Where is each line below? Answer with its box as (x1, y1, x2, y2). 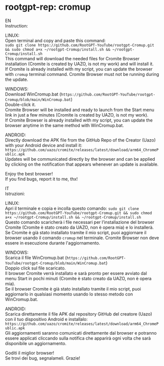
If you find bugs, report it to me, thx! (5, 176, 78, 182)
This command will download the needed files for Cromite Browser (5, 55, 140, 61)
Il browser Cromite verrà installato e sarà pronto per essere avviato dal (5, 270, 147, 276)
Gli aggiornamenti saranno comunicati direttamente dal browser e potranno (5, 330, 157, 336)
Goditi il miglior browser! (5, 350, 55, 356)
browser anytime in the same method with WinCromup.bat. (5, 122, 124, 128)
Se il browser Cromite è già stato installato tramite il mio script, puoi (5, 286, 141, 292)
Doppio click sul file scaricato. (5, 265, 66, 271)
